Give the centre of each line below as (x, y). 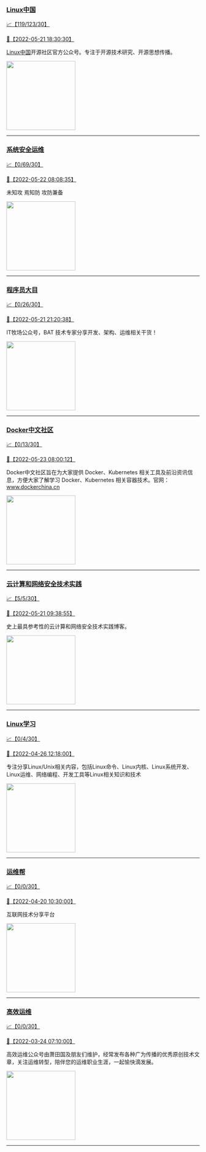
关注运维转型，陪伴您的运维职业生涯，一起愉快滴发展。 (87, 1062)
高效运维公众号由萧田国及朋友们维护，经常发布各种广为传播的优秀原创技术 (100, 1054)
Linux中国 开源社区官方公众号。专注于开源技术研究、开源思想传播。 (91, 52)
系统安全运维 (25, 150)
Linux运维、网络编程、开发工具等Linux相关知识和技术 (74, 774)
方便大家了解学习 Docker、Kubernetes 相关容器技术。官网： (93, 480)
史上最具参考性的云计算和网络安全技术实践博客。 (68, 626)
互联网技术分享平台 (31, 915)
